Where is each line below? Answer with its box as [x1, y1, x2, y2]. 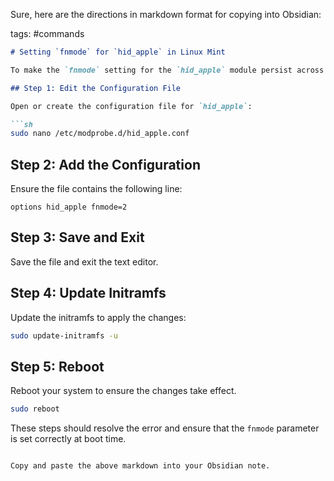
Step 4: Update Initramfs [10, 285, 167, 302]
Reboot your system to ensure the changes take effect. [10, 385, 237, 397]
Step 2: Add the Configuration [10, 156, 201, 173]
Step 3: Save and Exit [10, 229, 145, 246]
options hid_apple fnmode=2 [10, 202, 128, 213]
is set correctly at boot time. [10, 433, 127, 445]
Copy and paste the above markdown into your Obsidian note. [10, 461, 271, 471]
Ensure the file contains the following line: [10, 183, 183, 195]
